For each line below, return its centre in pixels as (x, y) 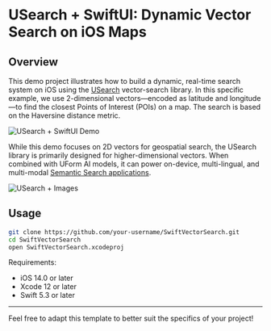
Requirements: (32, 262)
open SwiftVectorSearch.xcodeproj (67, 247)
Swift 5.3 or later (47, 295)
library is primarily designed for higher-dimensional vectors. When (119, 155)
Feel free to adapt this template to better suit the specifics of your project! (131, 318)
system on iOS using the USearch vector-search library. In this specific (126, 90)
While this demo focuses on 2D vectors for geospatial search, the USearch (132, 147)
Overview (33, 62)
